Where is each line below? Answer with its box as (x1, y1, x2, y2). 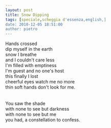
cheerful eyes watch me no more (5, 79, 75, 85)
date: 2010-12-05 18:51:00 (5, 22, 63, 27)
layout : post (5, 7, 33, 13)
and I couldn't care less (5, 57, 55, 63)
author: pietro (5, 27, 38, 32)
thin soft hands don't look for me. (5, 84, 76, 90)
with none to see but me (5, 111, 56, 118)
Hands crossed (5, 40, 37, 47)
